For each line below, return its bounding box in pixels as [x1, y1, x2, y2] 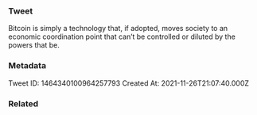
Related [8, 98, 39, 109]
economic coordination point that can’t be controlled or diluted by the [8, 32, 236, 41]
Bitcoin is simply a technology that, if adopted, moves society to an [8, 24, 228, 33]
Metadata [8, 60, 46, 71]
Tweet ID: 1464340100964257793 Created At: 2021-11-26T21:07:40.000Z [8, 78, 249, 88]
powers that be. [8, 40, 60, 50]
